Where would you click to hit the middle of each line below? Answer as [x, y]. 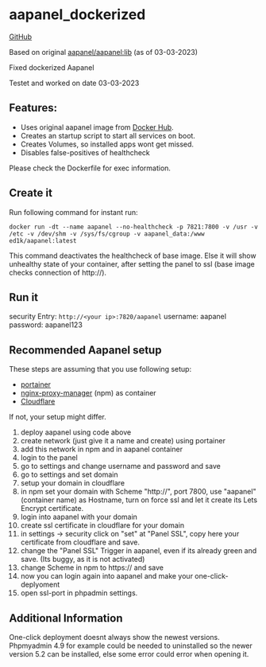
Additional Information [66, 618]
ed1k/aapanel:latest [43, 240]
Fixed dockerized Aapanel [52, 67]
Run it [24, 297]
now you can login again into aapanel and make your [107, 576]
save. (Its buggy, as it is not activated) [83, 560]
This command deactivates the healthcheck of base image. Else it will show [133, 255]
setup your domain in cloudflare [73, 483]
